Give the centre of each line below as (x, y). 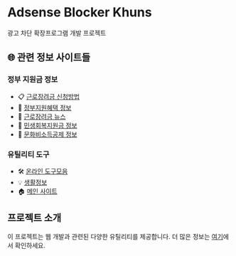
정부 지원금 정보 (33, 80)
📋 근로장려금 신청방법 (49, 96)
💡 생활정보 (32, 182)
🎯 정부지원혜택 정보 (44, 107)
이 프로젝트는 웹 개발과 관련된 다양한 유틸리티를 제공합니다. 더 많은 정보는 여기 (116, 236)
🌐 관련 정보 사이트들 (49, 58)
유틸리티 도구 (28, 154)
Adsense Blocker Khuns (80, 12)
